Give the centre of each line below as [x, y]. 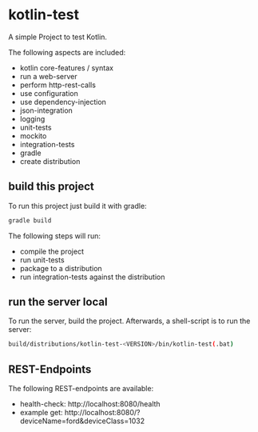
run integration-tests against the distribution [92, 277]
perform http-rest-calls [58, 85]
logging [32, 118]
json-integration [46, 110]
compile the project [52, 251]
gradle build [30, 220]
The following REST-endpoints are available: [81, 389]
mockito [33, 136]
